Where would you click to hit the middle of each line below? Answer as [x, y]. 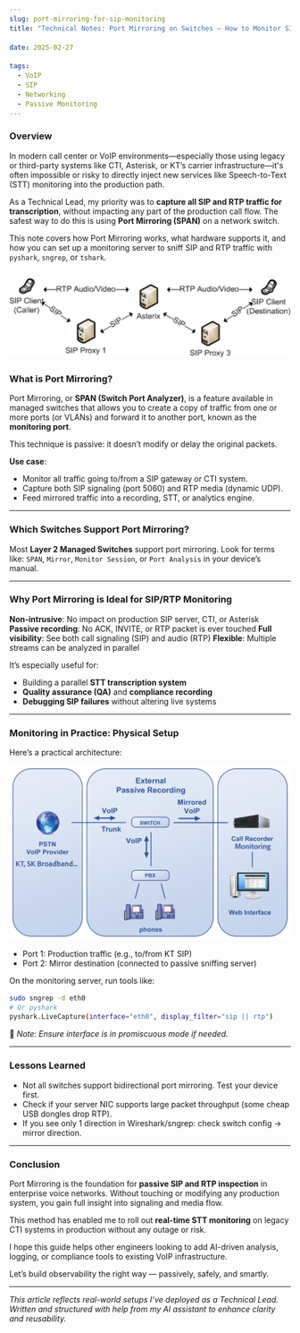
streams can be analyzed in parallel [75, 647]
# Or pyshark [33, 1007]
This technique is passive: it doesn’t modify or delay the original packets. [143, 444]
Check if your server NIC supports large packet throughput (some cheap [156, 1104]
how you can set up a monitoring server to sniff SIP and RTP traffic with [141, 247]
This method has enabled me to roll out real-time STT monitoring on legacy [149, 1220]
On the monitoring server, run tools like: [82, 980]
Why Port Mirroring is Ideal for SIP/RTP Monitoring [121, 600]
